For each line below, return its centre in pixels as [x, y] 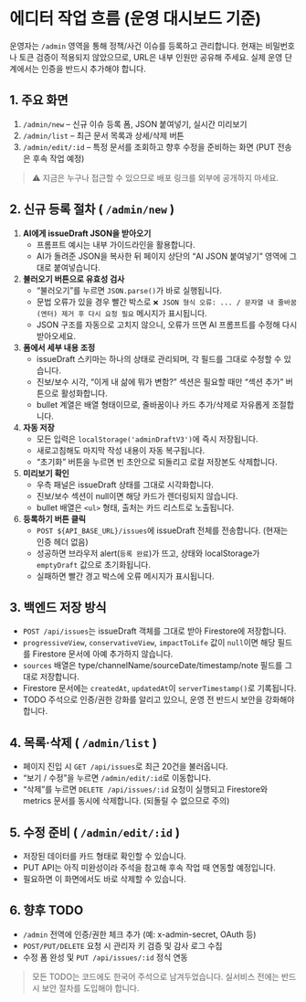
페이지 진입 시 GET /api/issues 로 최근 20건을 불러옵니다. [125, 767]
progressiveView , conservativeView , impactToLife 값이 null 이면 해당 [149, 643]
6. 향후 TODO [47, 911]
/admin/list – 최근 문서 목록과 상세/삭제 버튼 [103, 135]
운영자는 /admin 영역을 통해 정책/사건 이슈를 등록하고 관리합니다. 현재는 [137, 46]
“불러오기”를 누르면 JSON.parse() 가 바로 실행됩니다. [129, 290]
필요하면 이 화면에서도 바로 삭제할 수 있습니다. [105, 879]
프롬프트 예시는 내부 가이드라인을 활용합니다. [116, 244]
